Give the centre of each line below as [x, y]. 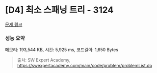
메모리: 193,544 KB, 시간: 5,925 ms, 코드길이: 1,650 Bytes [62, 50]
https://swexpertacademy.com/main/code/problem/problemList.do [85, 66]
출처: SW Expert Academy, [44, 60]
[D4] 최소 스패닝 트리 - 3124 [59, 10]
